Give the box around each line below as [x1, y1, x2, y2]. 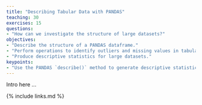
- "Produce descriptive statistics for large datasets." [6, 53, 152, 59]
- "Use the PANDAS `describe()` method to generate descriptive [6, 64, 171, 71]
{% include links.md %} [6, 92, 65, 100]
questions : [6, 25, 34, 32]
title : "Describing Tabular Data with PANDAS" [6, 8, 125, 15]
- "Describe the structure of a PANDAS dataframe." [6, 43, 138, 49]
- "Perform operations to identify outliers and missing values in [6, 48, 179, 54]
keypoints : [6, 59, 34, 65]
